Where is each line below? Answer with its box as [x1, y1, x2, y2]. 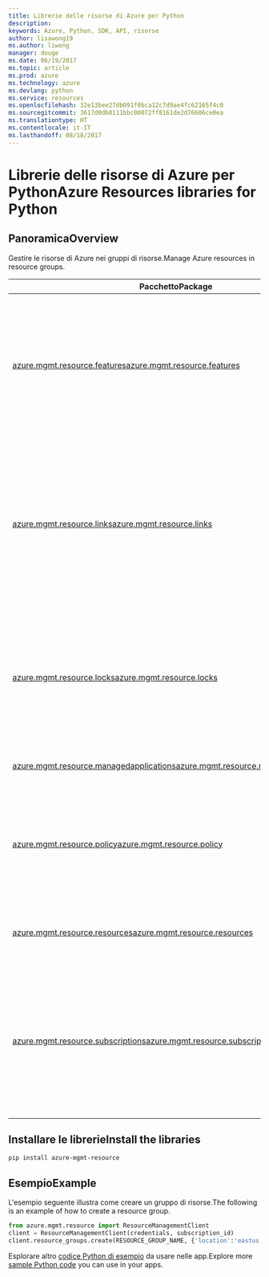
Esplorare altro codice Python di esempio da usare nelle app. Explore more [8, 1250, 253, 1261]
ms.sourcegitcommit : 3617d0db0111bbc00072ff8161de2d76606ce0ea [8, 109, 224, 117]
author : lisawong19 [8, 34, 74, 43]
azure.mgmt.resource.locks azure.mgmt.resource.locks [12, 671, 218, 683]
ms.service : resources [8, 94, 84, 102]
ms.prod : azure [8, 71, 59, 80]
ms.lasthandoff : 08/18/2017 [8, 131, 102, 139]
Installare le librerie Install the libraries [8, 1133, 202, 1147]
